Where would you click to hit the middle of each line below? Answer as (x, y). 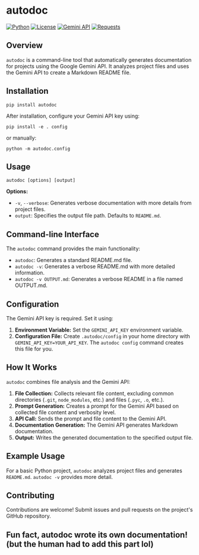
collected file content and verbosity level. (65, 412)
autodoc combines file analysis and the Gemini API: (68, 381)
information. (29, 273)
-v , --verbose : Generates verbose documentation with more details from (103, 203)
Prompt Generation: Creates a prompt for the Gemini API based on (97, 406)
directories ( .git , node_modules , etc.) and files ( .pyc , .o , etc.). (89, 399)
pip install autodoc (32, 105)
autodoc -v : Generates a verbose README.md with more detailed (95, 267)
